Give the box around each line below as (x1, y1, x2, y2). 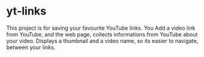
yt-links (6, 4, 47, 18)
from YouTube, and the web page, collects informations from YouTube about (6, 30, 198, 38)
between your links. (6, 44, 56, 51)
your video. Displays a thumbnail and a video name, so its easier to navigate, (6, 37, 199, 44)
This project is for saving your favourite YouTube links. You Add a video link (6, 24, 196, 32)
